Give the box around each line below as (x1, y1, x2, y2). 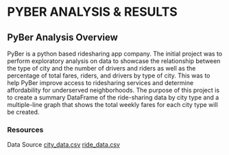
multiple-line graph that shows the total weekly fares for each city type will (7, 101, 218, 108)
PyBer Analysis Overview (7, 32, 119, 43)
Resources (7, 125, 44, 134)
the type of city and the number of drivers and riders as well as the (7, 64, 196, 72)
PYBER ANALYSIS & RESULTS (7, 4, 178, 20)
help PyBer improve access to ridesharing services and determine (7, 79, 194, 86)
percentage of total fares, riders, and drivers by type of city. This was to (7, 71, 210, 80)
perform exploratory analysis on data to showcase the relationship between (7, 57, 221, 65)
